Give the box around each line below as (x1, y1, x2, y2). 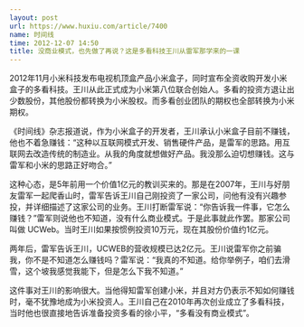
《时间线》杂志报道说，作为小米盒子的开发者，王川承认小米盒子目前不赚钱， (9, 126, 295, 136)
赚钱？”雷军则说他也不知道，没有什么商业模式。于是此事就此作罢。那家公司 (9, 213, 291, 224)
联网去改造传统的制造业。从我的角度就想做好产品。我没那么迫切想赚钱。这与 (9, 148, 295, 159)
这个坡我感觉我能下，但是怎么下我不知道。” (24, 266, 184, 276)
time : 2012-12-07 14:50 (9, 38, 100, 48)
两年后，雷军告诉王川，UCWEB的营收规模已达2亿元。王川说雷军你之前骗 (9, 243, 282, 254)
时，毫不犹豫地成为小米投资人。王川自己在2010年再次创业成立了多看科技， (9, 296, 290, 307)
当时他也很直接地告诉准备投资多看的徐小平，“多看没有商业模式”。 (9, 308, 255, 319)
